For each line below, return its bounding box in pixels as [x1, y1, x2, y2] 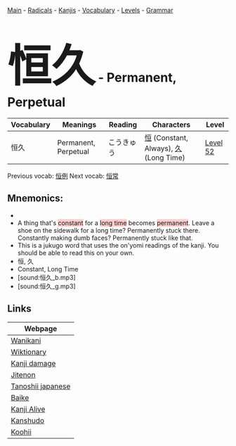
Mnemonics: [7, 193, 64, 205]
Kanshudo [11, 415, 44, 425]
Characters [152, 120, 191, 129]
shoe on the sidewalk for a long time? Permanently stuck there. [17, 226, 200, 234]
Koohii [11, 427, 32, 437]
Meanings [62, 120, 97, 129]
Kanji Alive [11, 404, 46, 414]
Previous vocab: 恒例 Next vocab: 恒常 [7, 172, 119, 180]
